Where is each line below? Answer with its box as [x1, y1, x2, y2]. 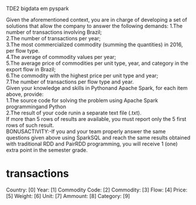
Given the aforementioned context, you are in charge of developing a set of [6, 16, 187, 23]
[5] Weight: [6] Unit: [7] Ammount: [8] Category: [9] [6, 192, 130, 199]
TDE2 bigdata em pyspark [6, 5, 69, 12]
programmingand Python [6, 103, 66, 110]
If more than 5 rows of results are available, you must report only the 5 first [6, 116, 187, 122]
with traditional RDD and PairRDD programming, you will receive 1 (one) [6, 140, 178, 147]
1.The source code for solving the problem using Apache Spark [6, 97, 159, 104]
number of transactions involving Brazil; [6, 29, 102, 36]
